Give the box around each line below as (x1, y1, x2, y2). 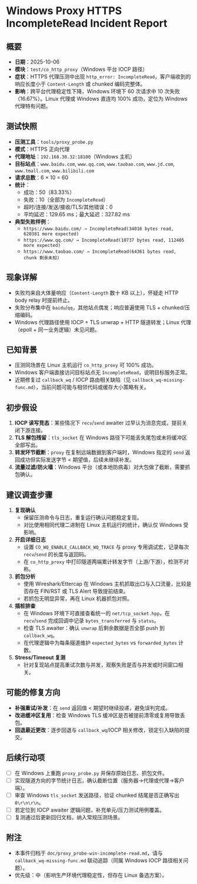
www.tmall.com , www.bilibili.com (14, 167, 95, 174)
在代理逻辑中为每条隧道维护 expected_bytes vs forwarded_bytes (23, 639, 178, 646)
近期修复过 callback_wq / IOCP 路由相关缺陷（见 (14, 376, 131, 384)
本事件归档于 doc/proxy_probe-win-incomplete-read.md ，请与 (14, 849, 163, 856)
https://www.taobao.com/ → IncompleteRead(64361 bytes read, (23, 249, 176, 255)
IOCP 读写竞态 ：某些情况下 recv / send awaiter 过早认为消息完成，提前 (14, 420, 182, 427)
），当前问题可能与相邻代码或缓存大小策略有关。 (33, 384, 149, 391)
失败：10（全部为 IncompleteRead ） (23, 196, 109, 203)
